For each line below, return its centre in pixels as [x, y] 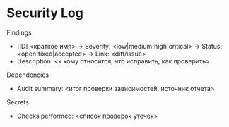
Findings [19, 32]
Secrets [18, 102]
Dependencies [28, 75]
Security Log [45, 13]
